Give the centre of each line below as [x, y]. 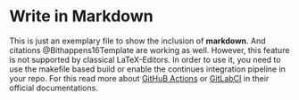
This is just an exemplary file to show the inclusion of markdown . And [137, 41]
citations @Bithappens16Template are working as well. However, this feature [149, 50]
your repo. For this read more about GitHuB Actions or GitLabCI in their [139, 78]
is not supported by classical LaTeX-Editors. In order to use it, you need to [145, 59]
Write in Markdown [81, 16]
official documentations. [54, 88]
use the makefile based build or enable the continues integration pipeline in [147, 69]
